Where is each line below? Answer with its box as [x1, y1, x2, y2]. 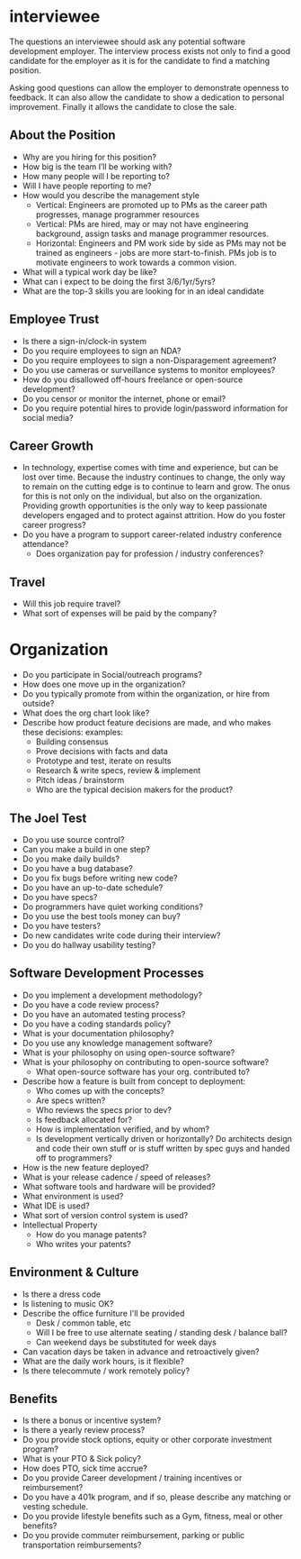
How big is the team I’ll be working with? [22, 160, 173, 172]
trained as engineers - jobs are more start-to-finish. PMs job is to [35, 247, 277, 258]
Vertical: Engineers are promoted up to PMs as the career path [35, 199, 268, 210]
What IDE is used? [22, 1200, 90, 1211]
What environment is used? [22, 1190, 124, 1201]
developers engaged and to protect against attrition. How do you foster [22, 510, 286, 521]
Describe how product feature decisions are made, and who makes [22, 717, 271, 728]
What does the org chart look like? [22, 707, 150, 718]
